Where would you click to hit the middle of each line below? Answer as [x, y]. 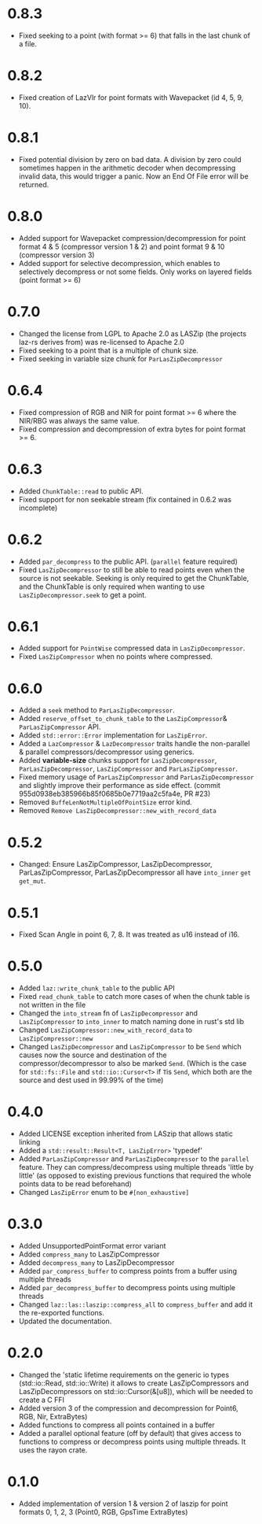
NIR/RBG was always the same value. [79, 420]
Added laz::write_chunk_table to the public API [96, 988]
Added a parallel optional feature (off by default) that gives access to [130, 1433]
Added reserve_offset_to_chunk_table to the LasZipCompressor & [123, 719]
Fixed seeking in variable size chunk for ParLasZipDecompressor [120, 358]
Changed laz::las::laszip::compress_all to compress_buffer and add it [136, 1304]
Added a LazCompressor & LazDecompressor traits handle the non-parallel [134, 744]
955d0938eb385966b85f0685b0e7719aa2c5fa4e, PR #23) [115, 794]
